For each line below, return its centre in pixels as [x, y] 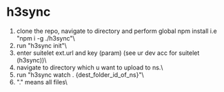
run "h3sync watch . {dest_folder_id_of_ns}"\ [80, 74]
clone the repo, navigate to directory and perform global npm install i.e [117, 31]
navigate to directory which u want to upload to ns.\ [90, 67]
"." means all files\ [42, 82]
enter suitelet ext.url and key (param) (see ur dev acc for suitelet [108, 53]
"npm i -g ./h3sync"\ [45, 38]
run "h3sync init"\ [41, 45]
